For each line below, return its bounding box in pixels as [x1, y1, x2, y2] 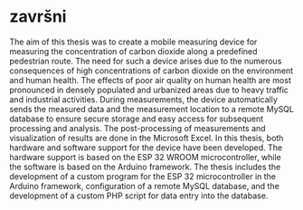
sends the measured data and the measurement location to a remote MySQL [9, 103, 294, 114]
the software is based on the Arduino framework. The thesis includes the [9, 161, 281, 172]
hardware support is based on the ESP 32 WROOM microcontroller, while [9, 151, 282, 162]
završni [9, 6, 67, 27]
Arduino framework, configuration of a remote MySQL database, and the [9, 180, 280, 191]
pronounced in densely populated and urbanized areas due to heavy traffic [9, 84, 289, 95]
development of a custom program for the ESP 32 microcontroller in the [9, 170, 276, 182]
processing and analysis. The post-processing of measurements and [9, 122, 266, 133]
